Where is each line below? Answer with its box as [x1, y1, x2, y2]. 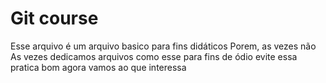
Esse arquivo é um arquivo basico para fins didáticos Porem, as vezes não [10, 40, 317, 52]
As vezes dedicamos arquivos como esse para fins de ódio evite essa [10, 50, 298, 62]
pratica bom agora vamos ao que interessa [10, 61, 187, 73]
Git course [10, 7, 99, 30]
